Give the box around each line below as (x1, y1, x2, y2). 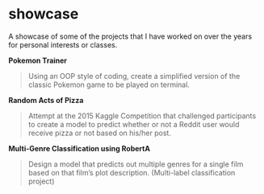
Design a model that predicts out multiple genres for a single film (27, 159, 244, 169)
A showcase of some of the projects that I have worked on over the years (8, 31, 253, 41)
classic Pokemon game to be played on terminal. (27, 80, 190, 89)
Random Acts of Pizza (8, 95, 84, 105)
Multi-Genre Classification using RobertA (8, 143, 151, 153)
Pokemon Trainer (8, 56, 67, 65)
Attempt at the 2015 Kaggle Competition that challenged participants (27, 110, 257, 121)
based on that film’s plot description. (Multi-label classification (27, 167, 236, 177)
